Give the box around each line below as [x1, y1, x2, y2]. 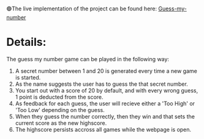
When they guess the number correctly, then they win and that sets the [15, 113, 195, 120]
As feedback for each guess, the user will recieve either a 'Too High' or [15, 100, 195, 107]
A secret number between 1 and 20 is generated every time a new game [15, 67, 197, 75]
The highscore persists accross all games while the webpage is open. [15, 126, 192, 133]
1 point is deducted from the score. [15, 93, 104, 100]
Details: [6, 36, 47, 49]
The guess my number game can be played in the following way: [6, 55, 170, 62]
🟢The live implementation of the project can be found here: [6, 5, 157, 12]
